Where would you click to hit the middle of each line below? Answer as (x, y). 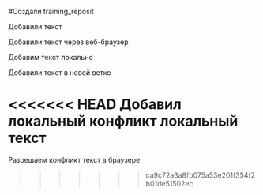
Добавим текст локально (51, 57)
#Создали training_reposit (51, 11)
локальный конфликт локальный (123, 121)
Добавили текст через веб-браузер (68, 42)
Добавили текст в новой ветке (60, 73)
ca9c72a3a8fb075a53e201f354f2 (201, 175)
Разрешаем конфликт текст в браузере (74, 159)
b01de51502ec (169, 183)
